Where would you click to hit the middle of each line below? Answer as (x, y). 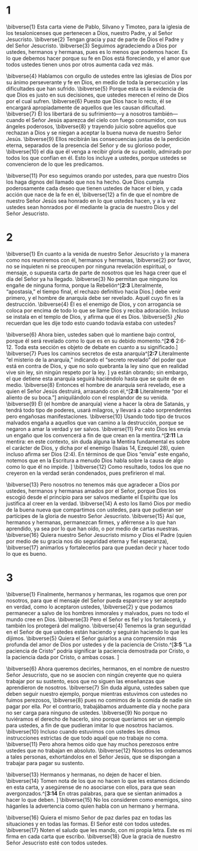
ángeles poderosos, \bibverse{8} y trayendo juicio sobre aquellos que (91, 126)
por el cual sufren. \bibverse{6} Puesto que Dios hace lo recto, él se (89, 101)
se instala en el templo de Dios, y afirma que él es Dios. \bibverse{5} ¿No (95, 316)
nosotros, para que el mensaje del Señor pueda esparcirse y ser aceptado (96, 600)
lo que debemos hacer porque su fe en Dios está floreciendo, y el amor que (98, 58)
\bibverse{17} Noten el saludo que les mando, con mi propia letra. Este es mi (99, 830)
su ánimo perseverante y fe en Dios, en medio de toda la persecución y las (97, 82)
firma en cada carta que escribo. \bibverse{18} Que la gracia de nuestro (94, 836)
